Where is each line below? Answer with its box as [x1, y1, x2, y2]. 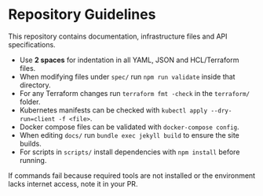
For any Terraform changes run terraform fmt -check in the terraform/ [19, 88, 250, 98]
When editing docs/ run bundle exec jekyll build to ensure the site [19, 130, 239, 139]
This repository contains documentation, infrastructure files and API [8, 31, 228, 41]
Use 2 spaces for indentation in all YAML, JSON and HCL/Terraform [19, 55, 239, 65]
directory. [19, 80, 51, 90]
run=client [19, 115, 56, 123]
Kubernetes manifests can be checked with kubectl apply [19, 105, 208, 115]
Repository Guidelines [8, 6, 156, 24]
